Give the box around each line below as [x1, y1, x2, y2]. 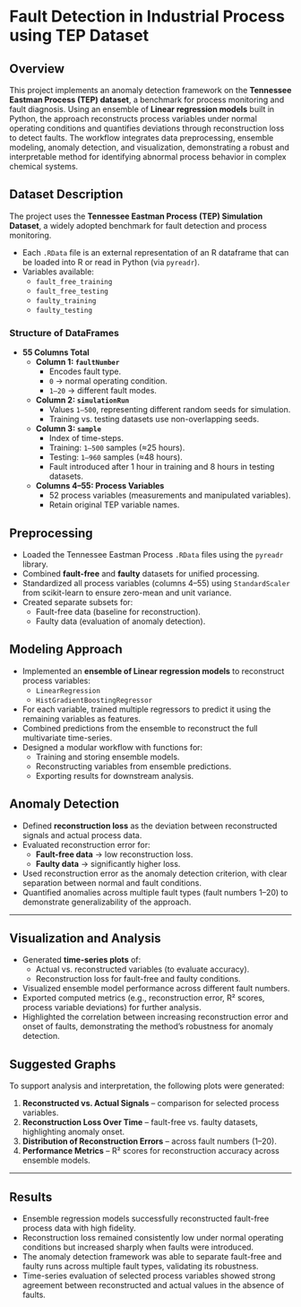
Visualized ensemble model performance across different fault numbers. [21, 983, 290, 994]
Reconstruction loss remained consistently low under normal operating [21, 1232, 284, 1242]
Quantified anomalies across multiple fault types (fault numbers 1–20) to [21, 887, 288, 897]
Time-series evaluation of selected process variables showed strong [21, 1270, 276, 1281]
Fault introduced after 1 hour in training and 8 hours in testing [48, 462, 275, 472]
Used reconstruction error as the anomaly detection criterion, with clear [21, 868, 288, 879]
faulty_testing [35, 306, 92, 315]
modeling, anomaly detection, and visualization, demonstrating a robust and [9, 142, 289, 152]
